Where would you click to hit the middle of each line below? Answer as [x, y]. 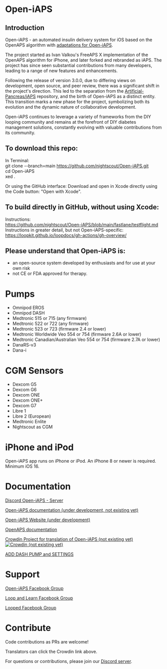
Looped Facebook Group [31, 608]
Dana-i [19, 350]
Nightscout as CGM [33, 427]
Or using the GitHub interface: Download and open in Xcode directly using [82, 186]
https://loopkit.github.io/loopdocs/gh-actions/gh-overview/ [66, 235]
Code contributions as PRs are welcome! [47, 642]
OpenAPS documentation [31, 530]
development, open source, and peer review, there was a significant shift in [82, 86]
